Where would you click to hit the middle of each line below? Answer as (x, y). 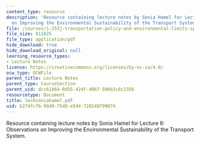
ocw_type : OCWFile (29, 73)
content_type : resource (36, 12)
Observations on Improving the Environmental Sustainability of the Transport (100, 129)
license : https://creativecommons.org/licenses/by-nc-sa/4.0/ (85, 67)
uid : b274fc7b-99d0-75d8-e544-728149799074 (61, 106)
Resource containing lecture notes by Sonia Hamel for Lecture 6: (85, 123)
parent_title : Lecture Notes (42, 78)
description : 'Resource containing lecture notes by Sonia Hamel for (94, 17)
